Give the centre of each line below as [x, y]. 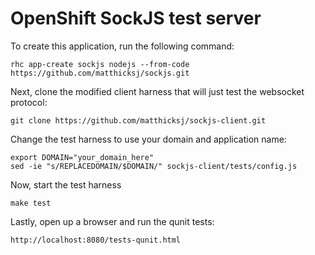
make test [31, 203]
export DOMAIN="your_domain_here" [82, 157]
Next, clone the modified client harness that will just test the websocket [157, 91]
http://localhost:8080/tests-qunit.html [96, 240]
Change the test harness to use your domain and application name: [148, 139]
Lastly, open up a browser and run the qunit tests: [112, 221]
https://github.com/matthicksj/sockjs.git [100, 73]
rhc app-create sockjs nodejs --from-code [100, 64]
